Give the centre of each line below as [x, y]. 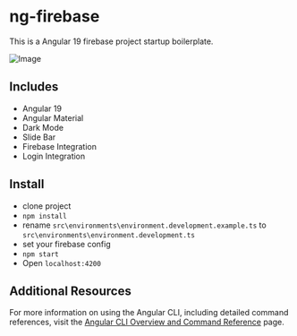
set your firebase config [66, 244]
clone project [47, 206]
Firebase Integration [59, 146]
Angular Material [53, 117]
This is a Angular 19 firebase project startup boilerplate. [111, 41]
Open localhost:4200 [61, 263]
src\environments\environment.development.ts [108, 235]
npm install [44, 216]
